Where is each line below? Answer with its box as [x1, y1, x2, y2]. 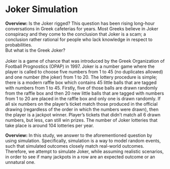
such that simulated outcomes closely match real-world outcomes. [5, 143, 144, 149]
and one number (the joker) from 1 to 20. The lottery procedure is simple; [5, 74, 158, 80]
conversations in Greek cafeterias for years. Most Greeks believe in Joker [5, 25, 158, 31]
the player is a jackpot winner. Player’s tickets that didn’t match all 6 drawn [5, 111, 161, 117]
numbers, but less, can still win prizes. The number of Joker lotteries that [5, 117, 158, 123]
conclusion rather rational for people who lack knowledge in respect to [5, 36, 153, 43]
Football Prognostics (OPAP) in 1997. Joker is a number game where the [5, 63, 155, 69]
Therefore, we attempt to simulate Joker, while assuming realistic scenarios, [5, 148, 164, 154]
